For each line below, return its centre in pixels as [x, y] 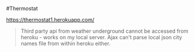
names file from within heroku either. [66, 44]
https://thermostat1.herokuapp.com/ [50, 20]
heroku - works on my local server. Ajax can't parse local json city [101, 37]
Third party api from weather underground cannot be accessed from [104, 31]
